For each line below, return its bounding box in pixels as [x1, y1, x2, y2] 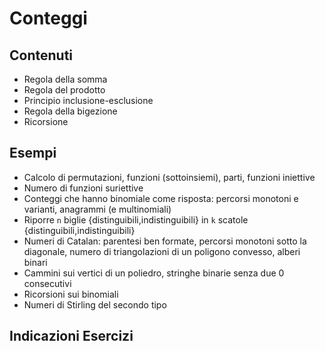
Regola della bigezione [23, 105, 118, 117]
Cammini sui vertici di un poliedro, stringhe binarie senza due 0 [23, 267, 285, 279]
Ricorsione [23, 116, 69, 127]
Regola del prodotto [23, 84, 106, 96]
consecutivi [23, 277, 72, 289]
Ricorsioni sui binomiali [23, 288, 119, 300]
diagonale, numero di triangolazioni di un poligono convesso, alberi [23, 245, 301, 257]
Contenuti [9, 47, 74, 64]
